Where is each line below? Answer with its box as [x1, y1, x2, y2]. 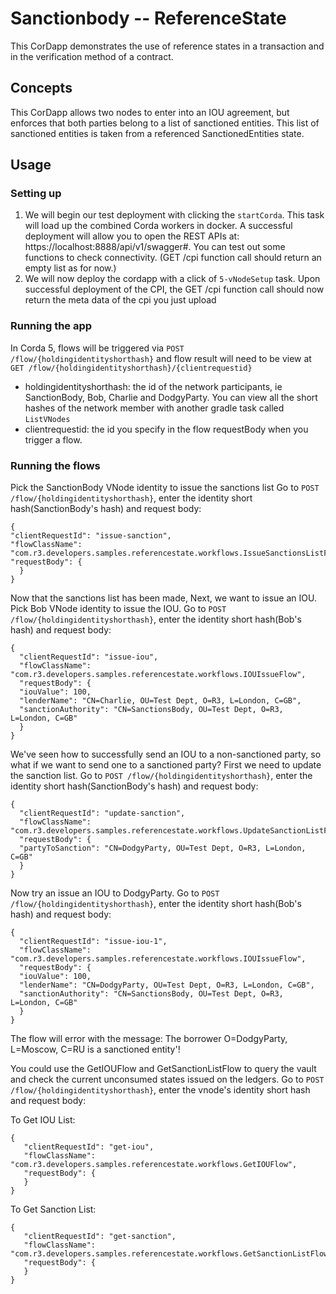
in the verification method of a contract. [10, 50, 174, 62]
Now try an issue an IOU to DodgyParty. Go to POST [10, 887, 220, 899]
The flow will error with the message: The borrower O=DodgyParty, [10, 1033, 288, 1045]
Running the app [10, 319, 93, 333]
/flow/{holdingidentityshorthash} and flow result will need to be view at [10, 352, 312, 364]
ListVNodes [24, 414, 71, 424]
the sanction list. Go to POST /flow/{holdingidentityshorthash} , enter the [10, 770, 313, 782]
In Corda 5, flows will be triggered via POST [10, 342, 185, 354]
